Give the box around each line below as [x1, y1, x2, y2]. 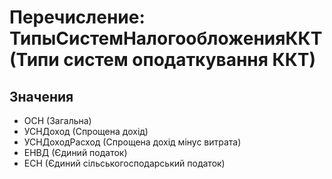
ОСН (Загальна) [23, 115, 92, 126]
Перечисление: [9, 6, 146, 29]
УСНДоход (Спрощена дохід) [23, 126, 149, 137]
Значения [9, 88, 74, 105]
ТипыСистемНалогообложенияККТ [9, 27, 323, 50]
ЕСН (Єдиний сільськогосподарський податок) [23, 157, 226, 169]
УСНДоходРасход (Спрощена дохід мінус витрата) [23, 136, 242, 148]
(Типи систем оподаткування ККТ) [9, 49, 317, 71]
